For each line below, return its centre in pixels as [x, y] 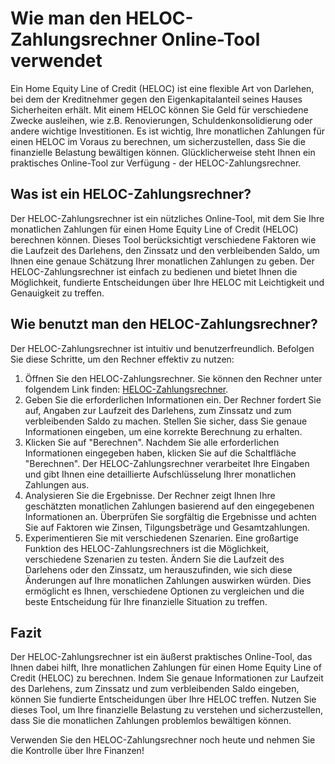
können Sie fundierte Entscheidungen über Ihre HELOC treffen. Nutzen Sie [163, 699]
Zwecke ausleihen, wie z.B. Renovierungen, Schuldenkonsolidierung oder [161, 120]
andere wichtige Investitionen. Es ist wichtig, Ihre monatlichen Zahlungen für [168, 131]
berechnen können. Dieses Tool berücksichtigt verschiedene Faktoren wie [163, 239]
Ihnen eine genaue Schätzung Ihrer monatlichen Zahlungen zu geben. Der [162, 261]
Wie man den [66, 18]
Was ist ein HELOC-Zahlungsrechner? [131, 194]
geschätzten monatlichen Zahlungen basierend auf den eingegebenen [169, 506]
